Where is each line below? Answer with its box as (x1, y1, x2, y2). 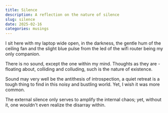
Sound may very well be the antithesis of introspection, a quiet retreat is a (5, 76, 160, 82)
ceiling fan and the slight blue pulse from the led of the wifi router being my (5, 46, 163, 52)
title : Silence (5, 7, 38, 13)
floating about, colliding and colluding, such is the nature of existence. (5, 66, 153, 72)
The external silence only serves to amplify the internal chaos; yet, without (5, 97, 162, 103)
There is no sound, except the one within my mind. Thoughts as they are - (5, 61, 160, 67)
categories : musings (5, 26, 49, 31)
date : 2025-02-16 (5, 21, 42, 27)
